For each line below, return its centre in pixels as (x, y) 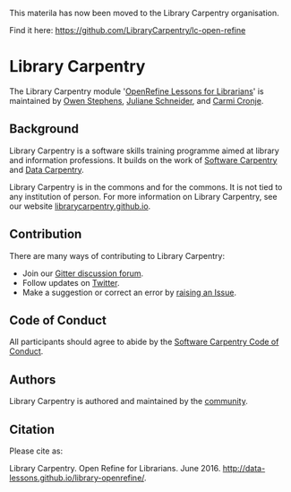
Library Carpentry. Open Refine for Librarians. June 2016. (115, 468)
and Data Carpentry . (47, 169)
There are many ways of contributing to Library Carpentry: (117, 255)
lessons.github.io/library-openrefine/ (77, 478)
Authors (33, 380)
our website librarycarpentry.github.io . (80, 206)
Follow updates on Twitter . (71, 282)
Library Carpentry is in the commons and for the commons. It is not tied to (146, 186)
